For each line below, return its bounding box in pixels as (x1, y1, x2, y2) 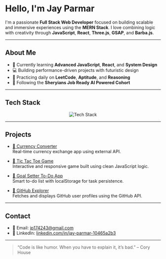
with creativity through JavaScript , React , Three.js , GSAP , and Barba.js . (5, 30, 154, 35)
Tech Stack (5, 98, 41, 107)
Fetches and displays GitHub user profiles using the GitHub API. (12, 193, 142, 199)
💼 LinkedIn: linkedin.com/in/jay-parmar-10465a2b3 (12, 230, 116, 236)
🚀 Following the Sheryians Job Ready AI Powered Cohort (12, 79, 130, 85)
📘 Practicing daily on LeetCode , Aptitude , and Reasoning (12, 74, 130, 80)
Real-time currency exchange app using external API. (12, 149, 121, 155)
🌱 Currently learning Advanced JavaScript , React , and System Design (12, 62, 158, 67)
